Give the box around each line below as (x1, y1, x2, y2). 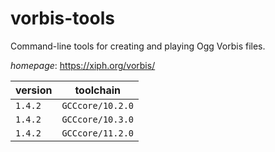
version (15, 83, 53, 97)
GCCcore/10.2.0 (61, 100, 134, 111)
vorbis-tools (10, 7, 115, 30)
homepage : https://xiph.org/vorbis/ (10, 59, 156, 71)
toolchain (74, 83, 122, 97)
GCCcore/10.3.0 (61, 113, 134, 125)
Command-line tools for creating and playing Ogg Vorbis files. (10, 40, 266, 52)
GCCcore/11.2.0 (61, 127, 134, 139)
